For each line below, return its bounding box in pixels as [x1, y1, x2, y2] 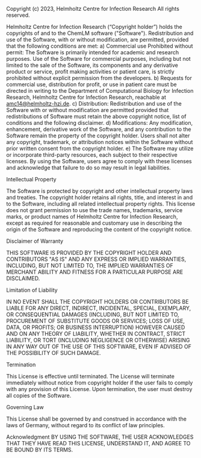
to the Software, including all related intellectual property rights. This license [6, 200, 196, 207]
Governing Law [6, 404, 44, 410]
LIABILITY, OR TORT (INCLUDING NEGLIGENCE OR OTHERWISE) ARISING [6, 337, 191, 343]
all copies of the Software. [6, 392, 72, 399]
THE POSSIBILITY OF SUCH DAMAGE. [6, 350, 101, 356]
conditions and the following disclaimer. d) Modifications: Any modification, [6, 119, 193, 126]
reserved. [6, 11, 30, 19]
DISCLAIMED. [6, 275, 40, 282]
